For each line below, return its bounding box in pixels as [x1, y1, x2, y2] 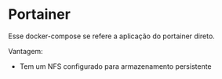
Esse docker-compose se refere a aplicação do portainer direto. [8, 31, 216, 41]
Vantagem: [8, 46, 43, 56]
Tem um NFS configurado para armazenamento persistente [19, 61, 212, 71]
